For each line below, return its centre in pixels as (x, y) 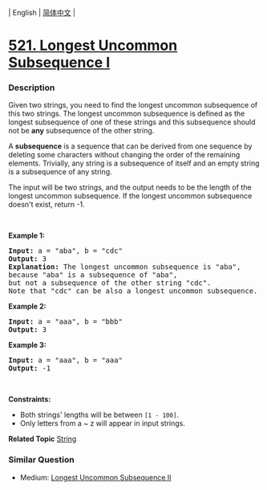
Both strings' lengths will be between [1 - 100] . (99, 415)
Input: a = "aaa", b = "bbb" (65, 322)
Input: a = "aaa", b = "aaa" (65, 360)
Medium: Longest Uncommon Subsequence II (95, 477)
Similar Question (41, 459)
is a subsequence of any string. (60, 172)
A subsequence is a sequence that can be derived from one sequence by (130, 146)
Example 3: (27, 345)
